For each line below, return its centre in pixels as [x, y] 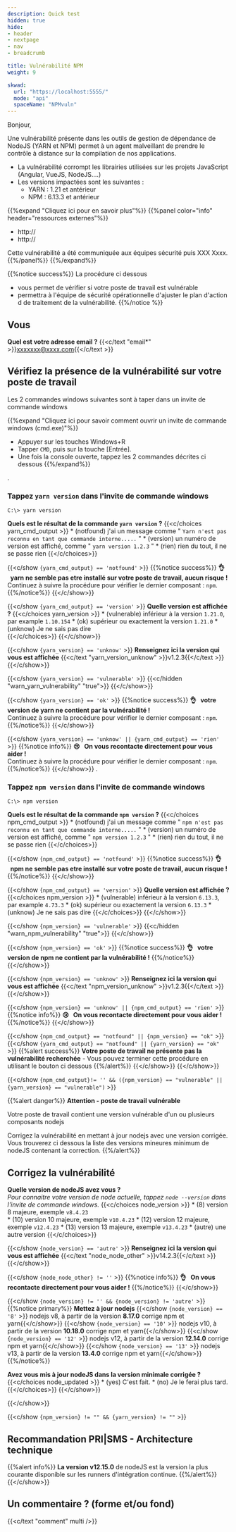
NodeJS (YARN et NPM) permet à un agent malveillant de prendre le [106, 146]
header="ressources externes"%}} [58, 218]
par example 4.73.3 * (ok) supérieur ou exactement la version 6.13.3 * [110, 905]
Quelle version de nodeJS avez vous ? [64, 1190]
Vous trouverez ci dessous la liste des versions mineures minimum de [108, 1143]
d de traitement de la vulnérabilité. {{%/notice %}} [90, 303]
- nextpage [23, 40]
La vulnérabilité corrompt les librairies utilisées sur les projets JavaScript [123, 167]
